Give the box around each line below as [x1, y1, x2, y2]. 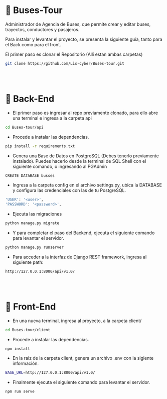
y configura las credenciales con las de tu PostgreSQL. [12, 187, 126, 193]
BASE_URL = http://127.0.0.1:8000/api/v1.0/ [5, 370, 95, 375]
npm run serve [5, 389, 35, 394]
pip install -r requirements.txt [5, 143, 75, 149]
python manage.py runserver [5, 245, 64, 250]
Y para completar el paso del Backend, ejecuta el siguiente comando [12, 230, 155, 236]
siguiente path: [12, 259, 44, 265]
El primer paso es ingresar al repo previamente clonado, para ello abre [12, 110, 158, 116]
